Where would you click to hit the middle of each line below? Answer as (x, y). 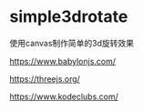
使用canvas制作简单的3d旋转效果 (72, 43)
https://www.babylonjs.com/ (63, 61)
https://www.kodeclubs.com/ (64, 96)
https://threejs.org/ (45, 78)
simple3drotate (69, 17)
